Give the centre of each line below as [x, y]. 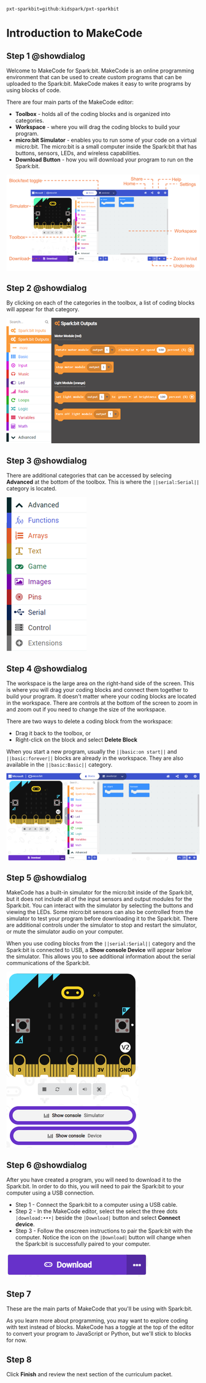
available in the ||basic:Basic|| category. [59, 765]
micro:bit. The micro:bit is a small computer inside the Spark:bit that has [106, 146]
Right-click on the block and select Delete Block [76, 740]
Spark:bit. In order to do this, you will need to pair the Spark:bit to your [95, 1187]
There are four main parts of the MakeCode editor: [70, 102]
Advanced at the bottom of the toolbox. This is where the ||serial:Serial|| [103, 482]
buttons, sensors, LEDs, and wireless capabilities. [78, 153]
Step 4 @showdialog [47, 668]
